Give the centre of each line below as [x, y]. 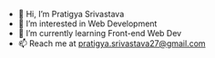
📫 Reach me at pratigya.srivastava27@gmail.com [112, 43]
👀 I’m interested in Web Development [87, 24]
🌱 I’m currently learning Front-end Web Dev [100, 33]
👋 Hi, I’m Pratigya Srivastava [71, 14]
